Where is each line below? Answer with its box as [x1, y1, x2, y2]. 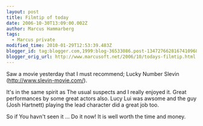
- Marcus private [11, 37, 56, 43]
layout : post [6, 8, 39, 15]
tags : [6, 31, 20, 37]
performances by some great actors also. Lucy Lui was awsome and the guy [6, 95, 197, 102]
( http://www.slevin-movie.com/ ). [6, 77, 88, 84]
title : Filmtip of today [6, 14, 69, 20]
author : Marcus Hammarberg [6, 25, 74, 32]
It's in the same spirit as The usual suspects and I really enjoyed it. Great [6, 88, 187, 95]
